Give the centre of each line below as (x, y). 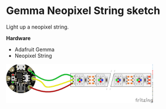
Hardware (18, 38)
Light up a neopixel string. (38, 27)
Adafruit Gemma (34, 49)
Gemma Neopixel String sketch (83, 11)
